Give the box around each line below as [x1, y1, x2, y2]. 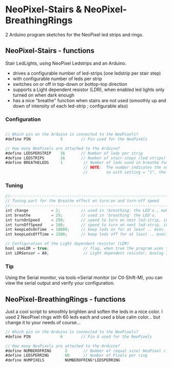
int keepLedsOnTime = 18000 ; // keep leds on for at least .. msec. [5, 227, 166, 232]
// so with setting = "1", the [83, 170, 166, 175]
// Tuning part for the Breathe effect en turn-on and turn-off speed [5, 198, 159, 204]
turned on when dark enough [12, 91, 75, 98]
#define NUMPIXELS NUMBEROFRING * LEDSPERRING [5, 358, 120, 363]
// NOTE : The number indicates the [83, 165, 161, 170]
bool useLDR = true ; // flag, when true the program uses [5, 246, 164, 251]
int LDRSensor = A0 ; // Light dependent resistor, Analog [5, 250, 164, 255]
